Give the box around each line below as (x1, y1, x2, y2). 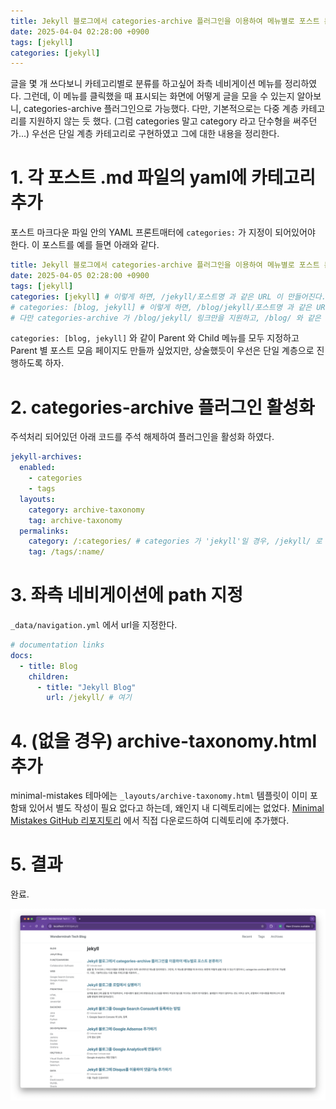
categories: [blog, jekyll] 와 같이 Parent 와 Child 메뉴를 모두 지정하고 (10, 332, 300, 344)
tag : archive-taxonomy (28, 515, 123, 525)
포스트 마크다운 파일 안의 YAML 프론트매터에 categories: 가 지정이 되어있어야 (10, 226, 316, 239)
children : (28, 671, 70, 682)
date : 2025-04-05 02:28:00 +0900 (10, 271, 150, 281)
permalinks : (19, 526, 70, 536)
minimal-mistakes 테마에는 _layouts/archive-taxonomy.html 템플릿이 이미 (10, 790, 308, 802)
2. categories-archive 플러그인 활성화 (10, 396, 315, 419)
